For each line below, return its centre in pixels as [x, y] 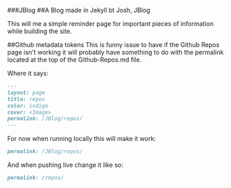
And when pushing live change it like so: [65, 165]
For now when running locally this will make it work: [82, 139]
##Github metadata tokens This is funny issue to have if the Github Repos [113, 45]
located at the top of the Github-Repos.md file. [75, 60]
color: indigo [28, 106]
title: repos [26, 99]
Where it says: [28, 73]
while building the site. [40, 31]
